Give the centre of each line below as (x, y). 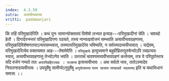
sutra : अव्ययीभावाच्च (24, 15)
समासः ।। (14, 73)
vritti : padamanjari (28, 19)
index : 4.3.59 (21, 10)
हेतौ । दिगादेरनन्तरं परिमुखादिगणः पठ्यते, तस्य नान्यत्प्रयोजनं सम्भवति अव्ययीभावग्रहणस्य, (75, 39)
